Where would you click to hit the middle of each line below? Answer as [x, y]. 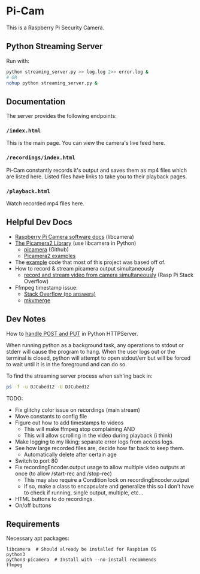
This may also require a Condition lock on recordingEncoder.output [107, 479]
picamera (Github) [46, 249]
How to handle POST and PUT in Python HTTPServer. [72, 333]
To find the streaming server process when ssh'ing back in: [79, 376]
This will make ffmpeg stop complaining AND [79, 429]
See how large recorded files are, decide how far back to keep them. [99, 448]
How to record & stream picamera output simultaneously [84, 268]
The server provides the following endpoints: [61, 116]
